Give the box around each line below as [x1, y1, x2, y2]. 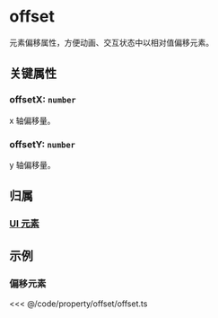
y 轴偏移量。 [9, 159, 56, 170]
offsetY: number [9, 137, 76, 150]
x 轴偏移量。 [9, 115, 56, 126]
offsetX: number [9, 93, 76, 106]
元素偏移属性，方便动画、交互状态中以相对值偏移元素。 [9, 37, 214, 48]
